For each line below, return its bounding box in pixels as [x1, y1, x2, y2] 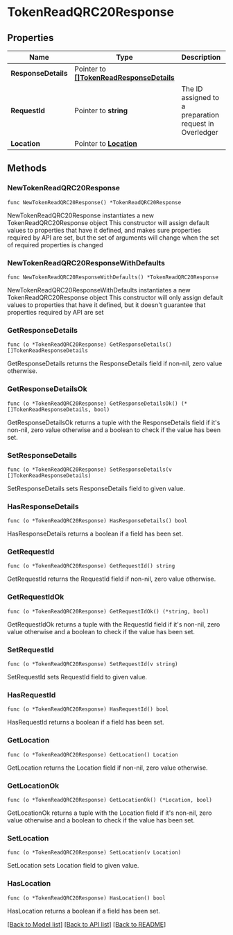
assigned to [181, 93, 220, 102]
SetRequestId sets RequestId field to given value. [7, 673, 148, 681]
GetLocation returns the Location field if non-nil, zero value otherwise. [7, 763, 208, 772]
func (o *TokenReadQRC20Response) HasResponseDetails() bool [7, 518, 188, 524]
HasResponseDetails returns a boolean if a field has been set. [7, 529, 184, 538]
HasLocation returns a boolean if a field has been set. [7, 907, 161, 915]
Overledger [181, 128, 218, 137]
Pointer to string [74, 106, 128, 115]
